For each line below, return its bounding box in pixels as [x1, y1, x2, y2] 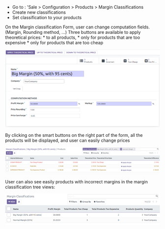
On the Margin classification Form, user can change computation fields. [5, 24, 150, 30]
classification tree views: [5, 184, 55, 190]
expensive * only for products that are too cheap [5, 40, 104, 46]
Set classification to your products [12, 15, 82, 20]
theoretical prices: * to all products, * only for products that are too [5, 34, 140, 40]
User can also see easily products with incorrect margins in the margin [5, 178, 148, 184]
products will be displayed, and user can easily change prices [5, 137, 130, 144]
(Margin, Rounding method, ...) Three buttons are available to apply [5, 29, 141, 35]
